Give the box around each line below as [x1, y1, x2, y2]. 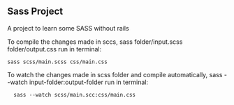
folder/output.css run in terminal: [7, 45, 102, 53]
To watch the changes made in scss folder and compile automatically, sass [7, 70, 223, 79]
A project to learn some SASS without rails [7, 24, 129, 32]
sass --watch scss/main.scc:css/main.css [13, 91, 136, 98]
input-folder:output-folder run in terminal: [29, 78, 149, 86]
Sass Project [7, 6, 64, 17]
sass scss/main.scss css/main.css [7, 58, 108, 65]
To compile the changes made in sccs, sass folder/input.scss [7, 38, 183, 46]
